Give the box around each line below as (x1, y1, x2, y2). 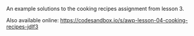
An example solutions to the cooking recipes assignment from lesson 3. (6, 5, 184, 12)
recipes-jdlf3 (6, 23, 39, 30)
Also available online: (6, 17, 59, 23)
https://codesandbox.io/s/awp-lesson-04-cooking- (60, 17, 189, 23)
